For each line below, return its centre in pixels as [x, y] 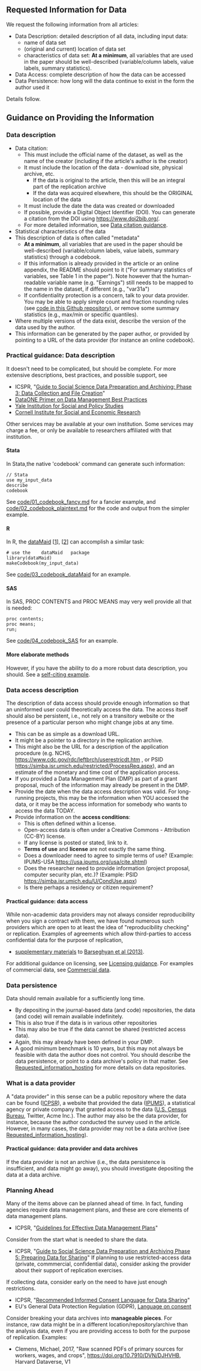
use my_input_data [29, 480]
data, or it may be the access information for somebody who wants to [101, 804]
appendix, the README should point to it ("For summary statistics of [108, 270]
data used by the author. [45, 327]
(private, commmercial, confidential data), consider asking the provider [103, 1264]
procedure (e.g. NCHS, [43, 753]
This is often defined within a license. [70, 823]
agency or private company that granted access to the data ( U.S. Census [97, 1109]
